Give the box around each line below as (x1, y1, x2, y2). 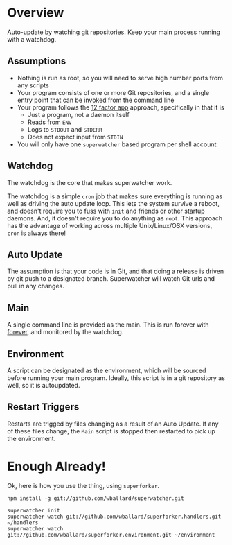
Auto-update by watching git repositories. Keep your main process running (7, 28, 221, 36)
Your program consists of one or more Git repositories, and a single (17, 88, 210, 96)
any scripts (17, 81, 50, 89)
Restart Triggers (7, 401, 80, 413)
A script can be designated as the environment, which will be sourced (7, 366, 206, 374)
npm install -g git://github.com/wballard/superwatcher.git (7, 494, 185, 502)
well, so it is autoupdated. (7, 381, 80, 389)
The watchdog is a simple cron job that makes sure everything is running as (7, 192, 223, 200)
